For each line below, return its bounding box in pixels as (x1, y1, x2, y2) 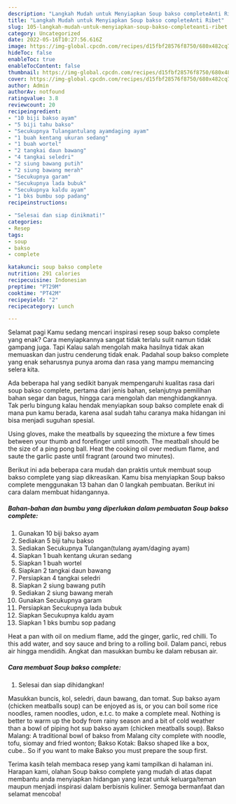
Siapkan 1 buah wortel (18, 559, 83, 568)
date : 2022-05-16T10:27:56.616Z (8, 36, 102, 43)
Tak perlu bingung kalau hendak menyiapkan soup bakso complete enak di (8, 401, 224, 410)
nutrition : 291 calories (8, 271, 81, 278)
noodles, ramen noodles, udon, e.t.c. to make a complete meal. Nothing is (8, 709, 221, 718)
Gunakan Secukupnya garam (18, 597, 102, 605)
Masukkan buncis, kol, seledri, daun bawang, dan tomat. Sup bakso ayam (8, 695, 221, 703)
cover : (8, 75, 27, 83)
